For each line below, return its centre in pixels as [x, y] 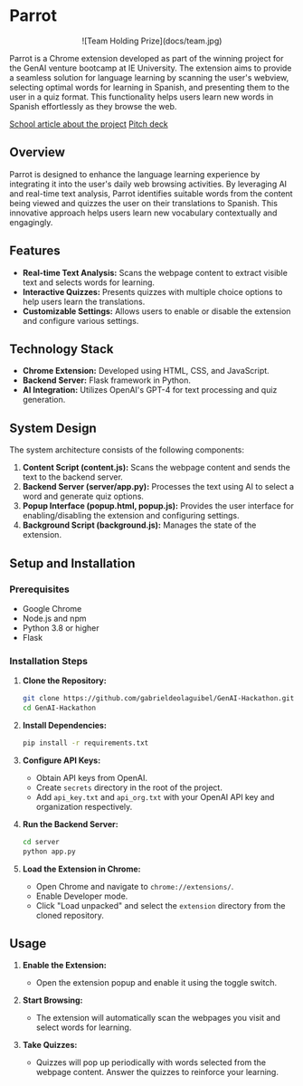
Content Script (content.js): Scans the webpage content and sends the [156, 468]
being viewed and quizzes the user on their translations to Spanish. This [144, 203]
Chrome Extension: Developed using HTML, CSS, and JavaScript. [146, 371]
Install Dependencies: [64, 725]
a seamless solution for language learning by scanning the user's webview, [149, 77]
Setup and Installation [72, 563]
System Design [53, 428]
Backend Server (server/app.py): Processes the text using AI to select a [158, 487]
